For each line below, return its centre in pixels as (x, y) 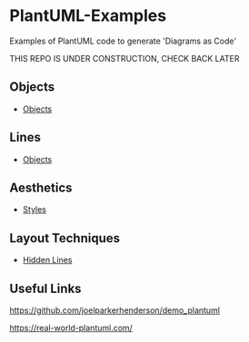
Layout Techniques (65, 238)
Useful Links (45, 288)
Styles (35, 210)
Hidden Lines (47, 260)
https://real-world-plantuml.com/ (71, 328)
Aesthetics (41, 187)
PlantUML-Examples (88, 16)
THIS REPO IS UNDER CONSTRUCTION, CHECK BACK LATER (124, 58)
